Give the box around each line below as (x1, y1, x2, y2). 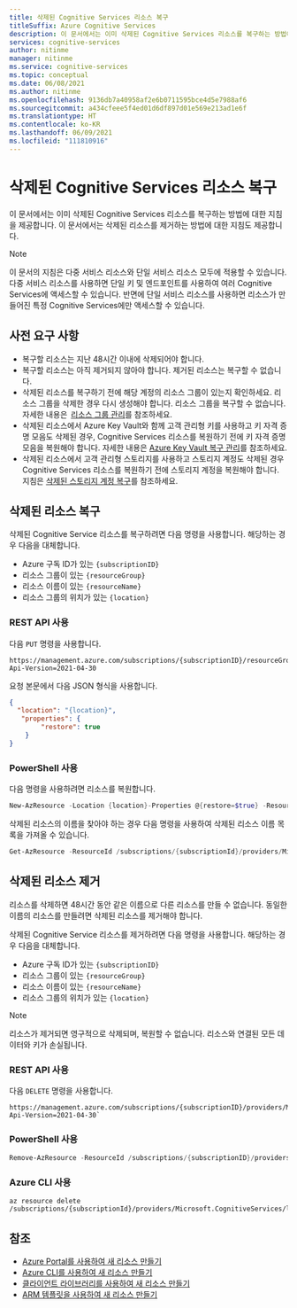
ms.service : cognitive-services (9, 63, 128, 72)
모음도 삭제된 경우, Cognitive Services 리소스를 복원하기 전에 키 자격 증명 (31, 431, 286, 441)
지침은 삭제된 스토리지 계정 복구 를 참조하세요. (21, 475, 179, 486)
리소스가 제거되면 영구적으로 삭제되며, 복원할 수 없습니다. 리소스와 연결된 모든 (9, 1028, 276, 1039)
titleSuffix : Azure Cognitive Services (9, 21, 156, 30)
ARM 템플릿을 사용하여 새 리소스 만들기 (21, 1289, 157, 1300)
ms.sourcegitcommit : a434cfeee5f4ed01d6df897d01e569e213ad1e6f (9, 104, 247, 113)
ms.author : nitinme (9, 87, 81, 96)
